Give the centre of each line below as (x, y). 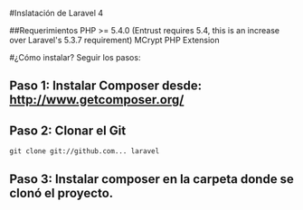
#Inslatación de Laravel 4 (57, 13)
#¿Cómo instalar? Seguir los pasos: (75, 57)
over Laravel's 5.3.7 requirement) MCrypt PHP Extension (114, 40)
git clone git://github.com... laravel (85, 151)
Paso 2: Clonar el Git (68, 130)
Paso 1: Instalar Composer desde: (106, 86)
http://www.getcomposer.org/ (97, 100)
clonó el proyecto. (62, 193)
